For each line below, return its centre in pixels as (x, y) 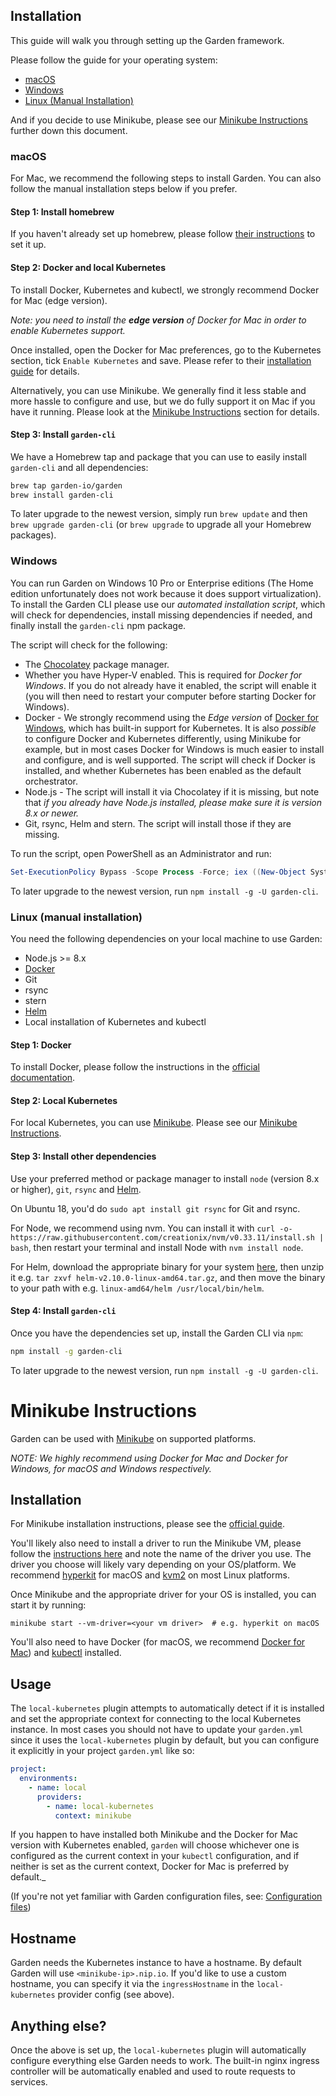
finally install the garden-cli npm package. (98, 625)
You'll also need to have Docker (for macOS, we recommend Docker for (158, 1642)
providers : (59, 1797)
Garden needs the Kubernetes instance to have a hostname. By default (156, 1963)
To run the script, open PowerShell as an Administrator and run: (141, 853)
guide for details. (45, 371)
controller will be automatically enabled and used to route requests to (153, 2071)
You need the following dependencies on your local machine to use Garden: (166, 938)
